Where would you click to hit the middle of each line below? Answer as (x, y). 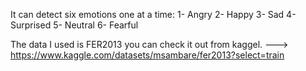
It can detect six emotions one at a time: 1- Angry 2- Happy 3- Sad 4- (153, 14)
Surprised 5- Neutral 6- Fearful (74, 25)
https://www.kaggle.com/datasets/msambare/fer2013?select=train (147, 55)
